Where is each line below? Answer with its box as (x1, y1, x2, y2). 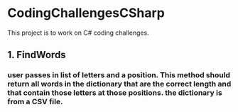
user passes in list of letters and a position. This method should (7, 70, 231, 80)
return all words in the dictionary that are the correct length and (7, 79, 232, 89)
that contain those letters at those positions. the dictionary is (7, 88, 222, 98)
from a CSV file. (7, 97, 63, 107)
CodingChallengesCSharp (7, 5, 165, 21)
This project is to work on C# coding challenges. (7, 28, 149, 37)
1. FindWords (7, 49, 66, 61)
